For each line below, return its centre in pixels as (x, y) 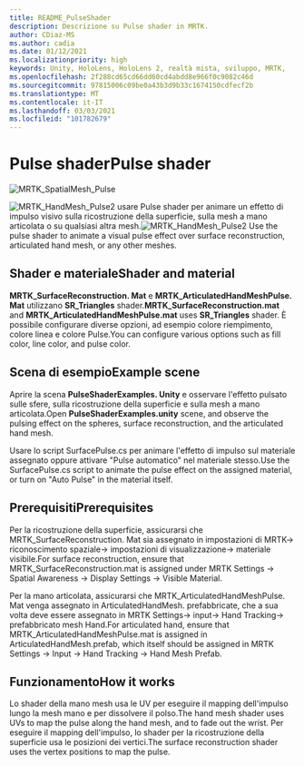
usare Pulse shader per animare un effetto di (201, 207)
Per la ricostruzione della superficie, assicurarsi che (107, 530)
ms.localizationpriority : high (69, 60)
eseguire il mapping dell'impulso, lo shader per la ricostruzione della (137, 732)
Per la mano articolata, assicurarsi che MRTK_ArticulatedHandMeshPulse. (147, 595)
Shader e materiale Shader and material (123, 274)
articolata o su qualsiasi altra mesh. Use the (144, 226)
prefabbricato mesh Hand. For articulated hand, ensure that (119, 624)
